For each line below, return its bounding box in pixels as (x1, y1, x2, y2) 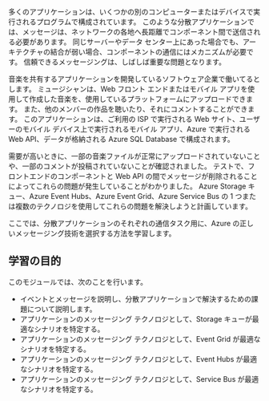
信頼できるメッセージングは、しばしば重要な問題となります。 (23, 57, 227, 67)
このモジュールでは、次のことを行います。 (8, 277, 148, 286)
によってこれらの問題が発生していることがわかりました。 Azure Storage (8, 181, 247, 191)
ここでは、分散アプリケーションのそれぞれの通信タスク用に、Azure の (8, 219, 240, 228)
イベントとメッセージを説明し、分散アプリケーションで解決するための (19, 294, 252, 303)
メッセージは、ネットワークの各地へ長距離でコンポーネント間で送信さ (22, 27, 254, 36)
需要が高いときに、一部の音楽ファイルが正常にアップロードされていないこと (8, 152, 261, 160)
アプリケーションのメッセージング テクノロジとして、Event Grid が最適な (19, 334, 261, 343)
